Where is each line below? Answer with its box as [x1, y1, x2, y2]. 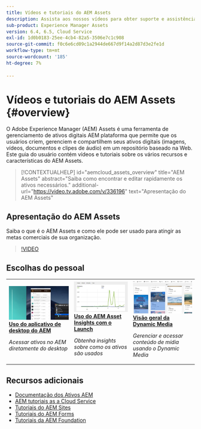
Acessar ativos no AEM [8, 339, 67, 346]
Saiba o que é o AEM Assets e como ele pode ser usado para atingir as [6, 227, 181, 235]
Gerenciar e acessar [132, 332, 184, 339]
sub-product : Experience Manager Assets [6, 22, 109, 28]
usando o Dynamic [132, 345, 179, 352]
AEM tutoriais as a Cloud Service [14, 398, 96, 405]
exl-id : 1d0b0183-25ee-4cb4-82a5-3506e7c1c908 [6, 35, 124, 41]
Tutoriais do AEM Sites [14, 404, 71, 411]
